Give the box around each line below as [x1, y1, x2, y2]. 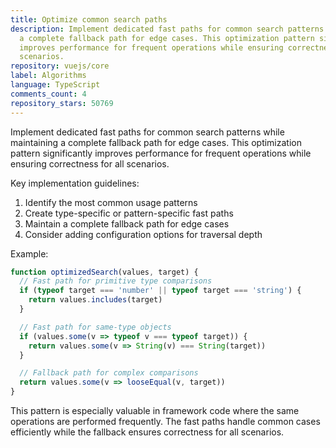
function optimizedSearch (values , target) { [10, 267, 199, 277]
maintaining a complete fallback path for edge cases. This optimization [10, 136, 302, 148]
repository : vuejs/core [10, 61, 110, 71]
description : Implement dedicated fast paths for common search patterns [10, 24, 325, 34]
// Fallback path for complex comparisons [19, 368, 199, 378]
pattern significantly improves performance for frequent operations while [10, 147, 312, 159]
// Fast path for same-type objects [19, 322, 172, 332]
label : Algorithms [10, 71, 87, 81]
